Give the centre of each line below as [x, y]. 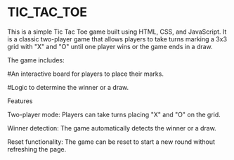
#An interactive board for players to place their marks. [85, 74]
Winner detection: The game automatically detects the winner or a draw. [112, 128]
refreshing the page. [37, 149]
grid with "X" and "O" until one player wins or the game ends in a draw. [110, 46]
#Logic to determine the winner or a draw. [68, 87]
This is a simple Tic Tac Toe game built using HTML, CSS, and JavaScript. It [117, 32]
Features [20, 101]
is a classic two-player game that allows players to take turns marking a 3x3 [117, 39]
